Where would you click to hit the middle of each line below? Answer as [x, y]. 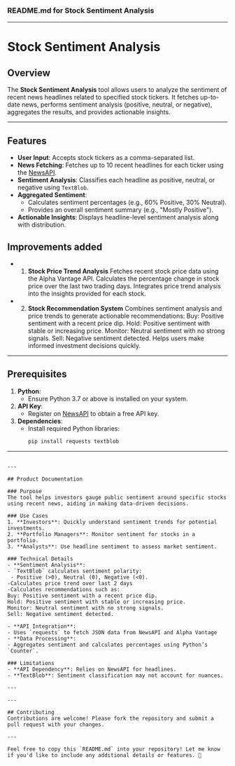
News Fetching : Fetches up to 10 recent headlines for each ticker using [120, 165]
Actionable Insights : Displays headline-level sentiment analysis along [118, 217]
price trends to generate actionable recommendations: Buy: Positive [126, 316]
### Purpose [24, 491]
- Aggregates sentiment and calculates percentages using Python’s [108, 645]
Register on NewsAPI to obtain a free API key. [93, 413]
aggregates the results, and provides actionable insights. [89, 112]
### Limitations [31, 663]
